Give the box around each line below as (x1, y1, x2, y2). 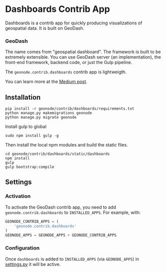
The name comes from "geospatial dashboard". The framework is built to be (5, 49, 161, 55)
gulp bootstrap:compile (5, 165, 55, 170)
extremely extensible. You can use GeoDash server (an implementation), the (5, 54, 162, 60)
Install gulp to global (5, 124, 47, 130)
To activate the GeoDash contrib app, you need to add (5, 204, 116, 210)
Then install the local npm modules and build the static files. (5, 142, 128, 148)
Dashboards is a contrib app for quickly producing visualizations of (5, 20, 143, 26)
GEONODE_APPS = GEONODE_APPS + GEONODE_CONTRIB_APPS (5, 233, 117, 238)
